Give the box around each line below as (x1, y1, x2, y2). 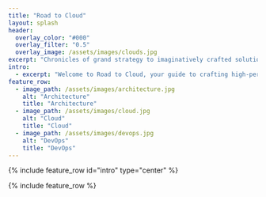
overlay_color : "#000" (15, 33, 90, 42)
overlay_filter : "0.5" (15, 41, 90, 49)
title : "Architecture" (22, 100, 97, 108)
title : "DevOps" (22, 144, 77, 152)
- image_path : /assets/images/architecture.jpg (15, 85, 176, 93)
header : (8, 26, 34, 34)
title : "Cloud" (22, 122, 73, 130)
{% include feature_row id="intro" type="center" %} (8, 165, 179, 175)
